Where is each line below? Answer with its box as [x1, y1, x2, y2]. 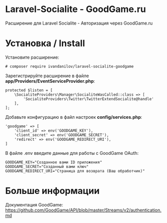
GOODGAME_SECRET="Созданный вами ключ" [5, 164, 89, 169]
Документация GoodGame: [5, 201, 63, 207]
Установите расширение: [5, 54, 59, 60]
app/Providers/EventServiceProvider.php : [5, 78, 96, 84]
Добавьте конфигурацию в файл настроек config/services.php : [5, 114, 142, 120]
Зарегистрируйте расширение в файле [5, 73, 89, 79]
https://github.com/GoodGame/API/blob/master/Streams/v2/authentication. [5, 207, 162, 213]
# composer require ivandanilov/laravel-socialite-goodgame [5, 64, 134, 69]
